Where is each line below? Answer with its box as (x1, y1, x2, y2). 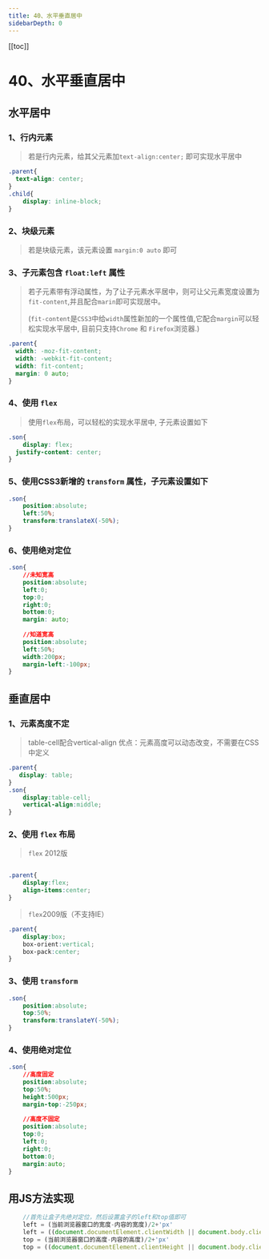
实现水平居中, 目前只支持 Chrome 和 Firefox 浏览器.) (34, 324, 200, 333)
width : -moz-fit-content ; (15, 348, 102, 356)
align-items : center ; (22, 887, 91, 895)
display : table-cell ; (22, 794, 91, 802)
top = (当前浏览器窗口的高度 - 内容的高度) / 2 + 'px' (22, 1235, 170, 1244)
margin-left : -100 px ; (22, 660, 91, 669)
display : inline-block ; (22, 197, 102, 205)
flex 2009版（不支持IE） (27, 909, 109, 919)
